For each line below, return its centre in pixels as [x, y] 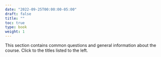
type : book [16, 27]
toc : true [15, 23]
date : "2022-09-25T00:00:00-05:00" [41, 9]
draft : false [18, 14]
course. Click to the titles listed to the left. [47, 50]
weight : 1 [15, 32]
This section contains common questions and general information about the [81, 45]
